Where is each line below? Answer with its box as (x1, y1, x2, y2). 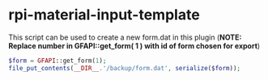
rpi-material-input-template (8, 6, 200, 24)
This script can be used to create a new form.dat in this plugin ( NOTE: (8, 32, 242, 42)
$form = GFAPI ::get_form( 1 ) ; (8, 57, 107, 65)
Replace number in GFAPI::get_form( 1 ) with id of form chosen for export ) (8, 40, 261, 50)
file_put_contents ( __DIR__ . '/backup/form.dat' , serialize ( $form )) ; (8, 64, 241, 72)
